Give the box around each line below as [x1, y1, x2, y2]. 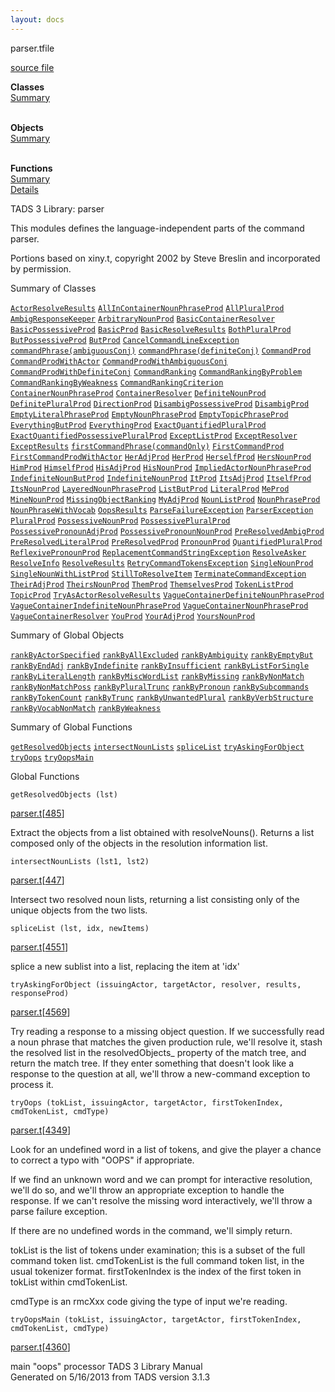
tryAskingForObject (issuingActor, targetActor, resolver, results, [10, 979, 302, 990]
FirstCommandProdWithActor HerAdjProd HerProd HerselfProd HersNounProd [10, 452, 312, 462]
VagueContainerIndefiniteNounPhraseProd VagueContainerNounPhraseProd [10, 601, 309, 611]
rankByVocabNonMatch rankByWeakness [10, 703, 162, 713]
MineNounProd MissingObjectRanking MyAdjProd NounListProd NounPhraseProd [10, 494, 321, 505]
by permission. [10, 262, 72, 275]
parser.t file [10, 42, 55, 54]
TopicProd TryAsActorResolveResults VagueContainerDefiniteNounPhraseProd [10, 590, 325, 600]
